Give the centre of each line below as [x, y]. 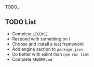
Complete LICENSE [30, 34]
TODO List [20, 22]
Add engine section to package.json [47, 49]
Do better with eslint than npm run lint [50, 54]
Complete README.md [32, 59]
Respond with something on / [41, 39]
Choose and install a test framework [48, 44]
